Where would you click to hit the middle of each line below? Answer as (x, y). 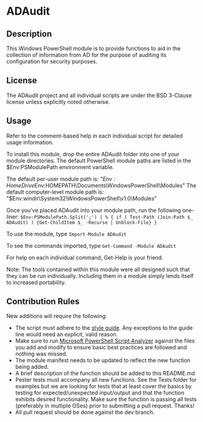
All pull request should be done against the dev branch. (85, 412)
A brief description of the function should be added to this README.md (105, 373)
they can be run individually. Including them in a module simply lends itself (100, 275)
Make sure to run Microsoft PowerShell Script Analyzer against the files (105, 341)
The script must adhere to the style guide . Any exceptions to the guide (104, 328)
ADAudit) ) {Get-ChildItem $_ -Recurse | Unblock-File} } (82, 222)
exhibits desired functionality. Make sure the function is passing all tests (106, 399)
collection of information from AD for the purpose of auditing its (87, 55)
